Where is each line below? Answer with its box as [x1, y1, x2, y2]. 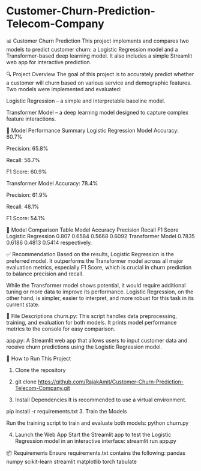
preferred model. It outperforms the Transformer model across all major [6, 257, 184, 265]
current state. [6, 301, 40, 308]
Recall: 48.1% [6, 203, 40, 210]
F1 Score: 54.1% [6, 214, 46, 221]
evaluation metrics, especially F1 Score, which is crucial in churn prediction [6, 263, 192, 271]
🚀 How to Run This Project [6, 355, 71, 362]
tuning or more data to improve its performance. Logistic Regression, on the [6, 288, 194, 295]
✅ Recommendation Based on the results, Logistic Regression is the [6, 250, 174, 257]
